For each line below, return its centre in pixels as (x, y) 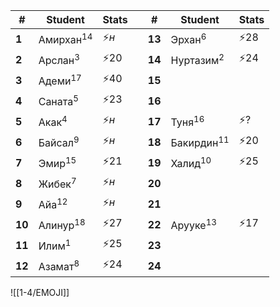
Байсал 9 (59, 142)
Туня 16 (187, 121)
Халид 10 (191, 162)
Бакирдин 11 (200, 142)
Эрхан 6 (188, 38)
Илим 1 (55, 245)
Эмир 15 (57, 162)
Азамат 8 (59, 265)
